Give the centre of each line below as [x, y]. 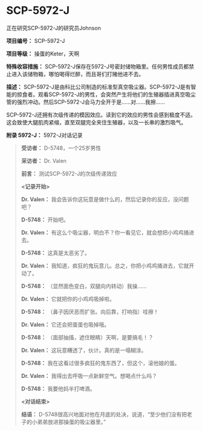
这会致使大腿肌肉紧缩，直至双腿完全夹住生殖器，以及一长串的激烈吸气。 [96, 122]
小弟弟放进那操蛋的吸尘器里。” [69, 422]
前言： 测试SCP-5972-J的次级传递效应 [69, 173]
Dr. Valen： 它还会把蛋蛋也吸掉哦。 [65, 324]
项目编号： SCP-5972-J [36, 40]
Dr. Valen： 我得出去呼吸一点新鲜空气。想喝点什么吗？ [89, 375]
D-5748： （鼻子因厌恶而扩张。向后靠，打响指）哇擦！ [90, 311]
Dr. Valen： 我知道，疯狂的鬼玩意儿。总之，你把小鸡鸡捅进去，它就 [105, 266]
